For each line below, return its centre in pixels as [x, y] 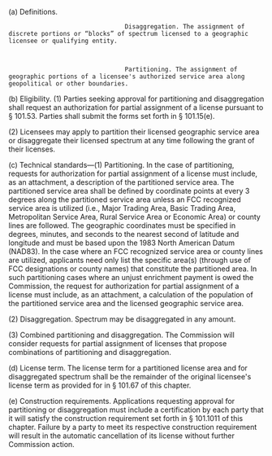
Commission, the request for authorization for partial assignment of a [124, 286]
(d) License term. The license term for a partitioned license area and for [128, 368]
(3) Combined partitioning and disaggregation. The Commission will [122, 335]
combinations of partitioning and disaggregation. [90, 352]
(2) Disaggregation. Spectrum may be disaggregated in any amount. [122, 319]
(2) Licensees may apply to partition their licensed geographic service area [134, 132]
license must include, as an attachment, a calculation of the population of [131, 295]
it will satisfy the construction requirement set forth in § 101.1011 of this [126, 418]
